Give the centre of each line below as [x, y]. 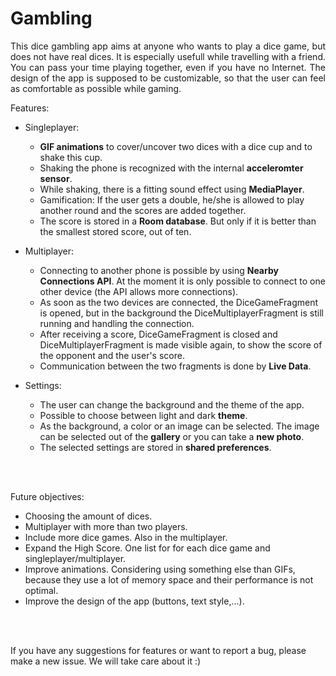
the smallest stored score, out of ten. [115, 231]
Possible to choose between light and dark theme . [143, 415]
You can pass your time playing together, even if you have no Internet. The [168, 67]
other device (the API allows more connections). [139, 291]
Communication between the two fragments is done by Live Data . [175, 366]
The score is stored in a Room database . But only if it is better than [178, 221]
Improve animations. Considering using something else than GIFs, [160, 569]
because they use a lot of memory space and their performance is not [169, 579]
